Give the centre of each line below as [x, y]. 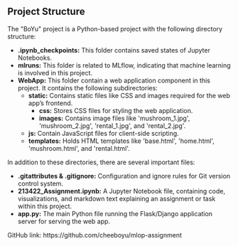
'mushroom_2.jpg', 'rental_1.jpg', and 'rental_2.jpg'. [112, 125]
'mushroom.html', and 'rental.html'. [79, 148]
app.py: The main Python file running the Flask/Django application [115, 213]
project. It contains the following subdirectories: [87, 87]
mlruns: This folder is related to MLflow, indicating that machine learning [124, 65]
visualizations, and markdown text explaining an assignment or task [117, 198]
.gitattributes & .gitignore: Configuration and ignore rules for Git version [124, 176]
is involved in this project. [55, 73]
